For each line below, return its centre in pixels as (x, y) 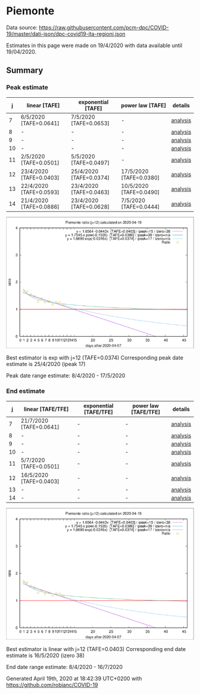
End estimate (26, 391)
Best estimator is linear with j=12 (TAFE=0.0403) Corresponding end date (96, 649)
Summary (25, 71)
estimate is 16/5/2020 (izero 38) (46, 655)
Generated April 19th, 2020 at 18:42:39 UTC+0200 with (74, 678)
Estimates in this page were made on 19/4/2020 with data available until (94, 45)
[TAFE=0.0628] (90, 207)
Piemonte (30, 11)
